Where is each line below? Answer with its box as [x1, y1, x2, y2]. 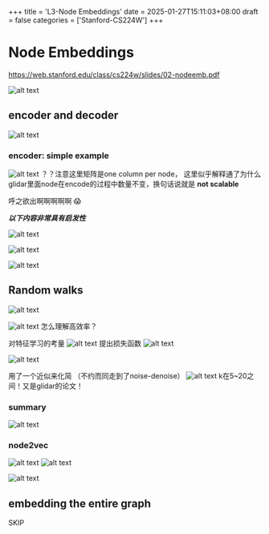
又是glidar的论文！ [22, 381, 84, 390]
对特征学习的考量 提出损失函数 [8, 338, 142, 348]
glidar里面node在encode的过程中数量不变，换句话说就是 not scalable [8, 180, 239, 189]
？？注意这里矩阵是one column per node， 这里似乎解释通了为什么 [40, 169, 262, 179]
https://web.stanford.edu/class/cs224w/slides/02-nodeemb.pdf [8, 70, 220, 79]
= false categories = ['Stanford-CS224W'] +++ [8, 15, 164, 25]
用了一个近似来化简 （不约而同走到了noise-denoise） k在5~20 [8, 370, 247, 380]
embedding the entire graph [8, 496, 151, 510]
